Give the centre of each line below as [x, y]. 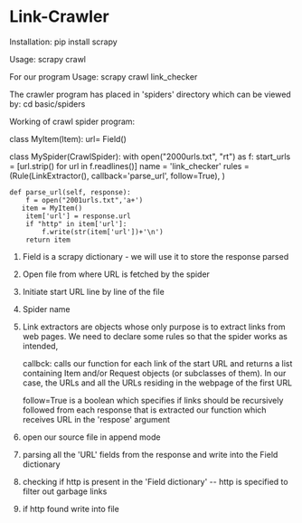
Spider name [46, 309]
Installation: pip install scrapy [63, 42]
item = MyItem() [52, 208]
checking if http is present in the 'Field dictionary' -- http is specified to [155, 481]
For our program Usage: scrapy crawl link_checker [104, 76]
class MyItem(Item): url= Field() [68, 138]
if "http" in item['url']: [76, 223]
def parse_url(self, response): [70, 192]
